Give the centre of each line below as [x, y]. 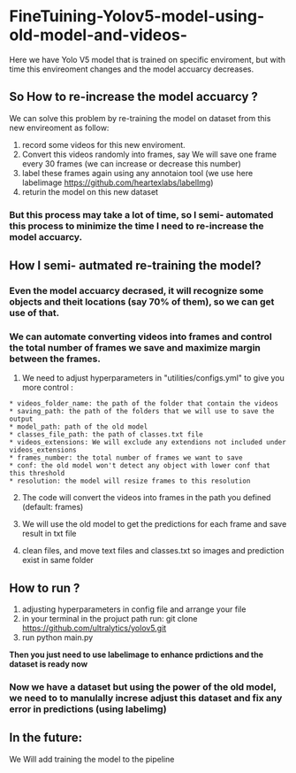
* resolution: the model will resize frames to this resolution [130, 481]
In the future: [46, 738]
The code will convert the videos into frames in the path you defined [146, 498]
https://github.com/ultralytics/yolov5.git [94, 628]
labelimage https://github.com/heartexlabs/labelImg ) [118, 182]
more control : [47, 388]
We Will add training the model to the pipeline [92, 759]
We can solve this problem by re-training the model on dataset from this [140, 118]
